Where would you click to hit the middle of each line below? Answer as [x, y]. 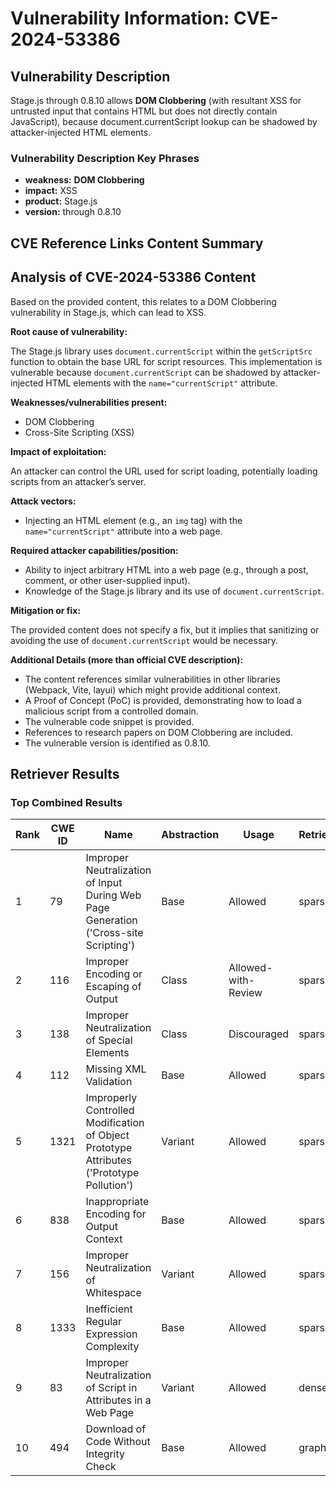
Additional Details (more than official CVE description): [127, 659]
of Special [109, 1040]
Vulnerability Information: [120, 18]
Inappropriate [117, 1202]
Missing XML [116, 1069]
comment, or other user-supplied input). [107, 580]
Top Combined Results [66, 802]
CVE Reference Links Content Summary [137, 243]
